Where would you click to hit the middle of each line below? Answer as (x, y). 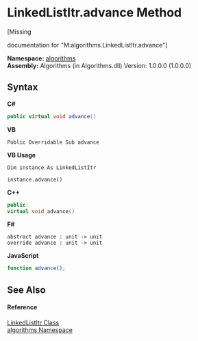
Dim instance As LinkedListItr (52, 167)
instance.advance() (35, 179)
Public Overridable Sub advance (53, 142)
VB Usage (22, 155)
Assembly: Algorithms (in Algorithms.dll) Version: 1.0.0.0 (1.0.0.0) (99, 65)
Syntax (23, 87)
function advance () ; (37, 268)
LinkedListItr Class (33, 322)
